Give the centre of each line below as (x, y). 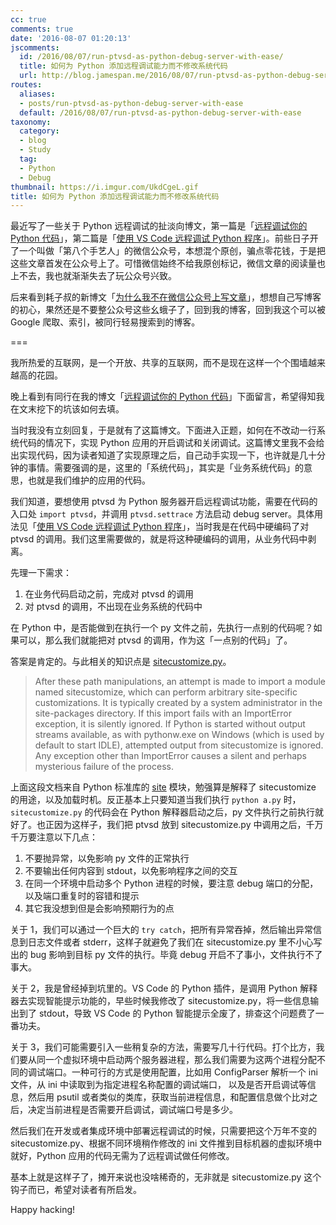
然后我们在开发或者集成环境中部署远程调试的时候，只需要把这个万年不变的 (163, 1131)
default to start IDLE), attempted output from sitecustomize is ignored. (179, 745)
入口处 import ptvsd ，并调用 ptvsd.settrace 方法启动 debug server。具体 (162, 514)
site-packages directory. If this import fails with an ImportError (163, 713)
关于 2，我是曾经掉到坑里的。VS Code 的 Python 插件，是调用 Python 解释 (164, 988)
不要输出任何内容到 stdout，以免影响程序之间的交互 (131, 871)
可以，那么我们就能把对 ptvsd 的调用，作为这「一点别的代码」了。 (155, 640)
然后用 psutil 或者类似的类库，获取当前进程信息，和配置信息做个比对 (168, 1097)
